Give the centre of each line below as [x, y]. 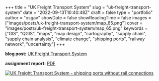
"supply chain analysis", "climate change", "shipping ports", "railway [75, 39]
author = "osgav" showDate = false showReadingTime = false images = [78, 18]
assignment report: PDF [30, 63]
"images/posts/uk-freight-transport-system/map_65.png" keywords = [77, 28]
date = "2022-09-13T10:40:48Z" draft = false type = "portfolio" [88, 12]
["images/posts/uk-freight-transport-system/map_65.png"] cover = [74, 23]
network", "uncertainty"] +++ [35, 44]
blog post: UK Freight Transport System [46, 54]
